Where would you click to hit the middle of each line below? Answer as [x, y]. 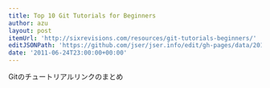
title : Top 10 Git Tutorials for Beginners [82, 16]
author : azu [28, 23]
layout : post [30, 30]
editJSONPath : [32, 46]
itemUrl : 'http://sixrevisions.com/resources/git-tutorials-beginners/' [133, 38]
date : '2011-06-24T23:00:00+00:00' [68, 53]
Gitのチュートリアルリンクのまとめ [66, 76]
